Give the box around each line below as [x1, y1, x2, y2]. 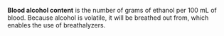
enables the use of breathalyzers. [7, 21, 106, 29]
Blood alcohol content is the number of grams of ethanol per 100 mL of [7, 6, 217, 14]
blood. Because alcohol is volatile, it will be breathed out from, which [7, 13, 209, 22]
